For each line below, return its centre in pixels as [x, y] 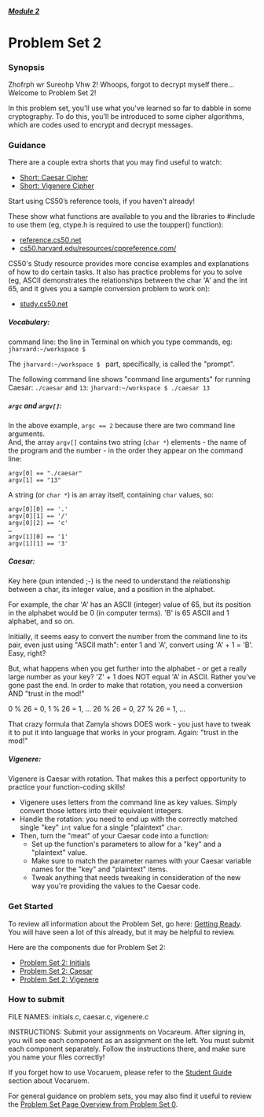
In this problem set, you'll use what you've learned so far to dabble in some [130, 108]
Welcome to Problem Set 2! [52, 93]
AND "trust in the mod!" [46, 694]
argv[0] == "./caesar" [45, 473]
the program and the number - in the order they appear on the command [126, 451]
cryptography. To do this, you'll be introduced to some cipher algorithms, [126, 117]
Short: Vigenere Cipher [57, 186]
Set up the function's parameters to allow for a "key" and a [126, 844]
